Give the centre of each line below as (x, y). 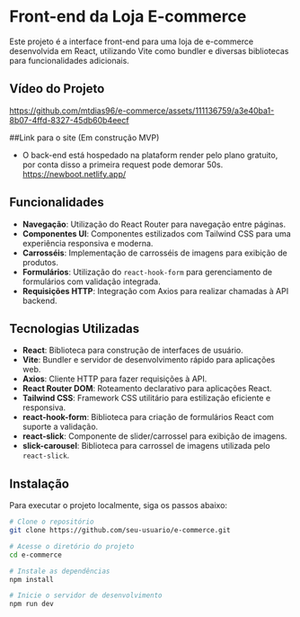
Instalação (40, 483)
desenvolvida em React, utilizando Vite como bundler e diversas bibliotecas (149, 50)
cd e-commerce (36, 555)
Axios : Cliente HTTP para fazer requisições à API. (115, 379)
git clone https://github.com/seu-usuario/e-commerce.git (120, 531)
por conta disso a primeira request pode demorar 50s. (123, 165)
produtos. (40, 262)
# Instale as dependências (60, 571)
